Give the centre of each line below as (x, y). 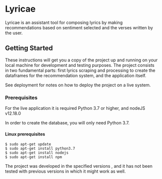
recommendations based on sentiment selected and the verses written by (79, 27)
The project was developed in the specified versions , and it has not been (79, 166)
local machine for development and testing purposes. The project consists (80, 65)
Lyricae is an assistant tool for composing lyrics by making (64, 22)
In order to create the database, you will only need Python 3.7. (67, 123)
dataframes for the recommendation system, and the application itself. (76, 75)
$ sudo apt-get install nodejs (37, 153)
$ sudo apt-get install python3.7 (40, 149)
